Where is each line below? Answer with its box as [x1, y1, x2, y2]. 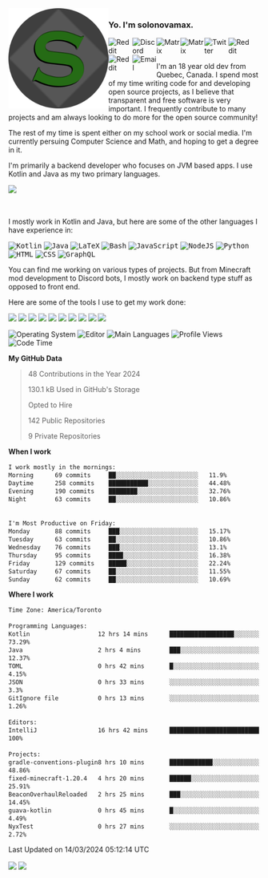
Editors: [8, 718, 38, 726]
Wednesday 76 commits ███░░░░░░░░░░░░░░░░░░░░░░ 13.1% [8, 544, 227, 552]
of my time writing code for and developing [108, 79, 250, 88]
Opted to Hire [27, 400, 73, 410]
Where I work [8, 589, 54, 600]
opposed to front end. [8, 282, 81, 292]
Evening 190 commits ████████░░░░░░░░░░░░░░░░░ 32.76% [8, 488, 230, 496]
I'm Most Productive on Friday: [8, 520, 116, 528]
